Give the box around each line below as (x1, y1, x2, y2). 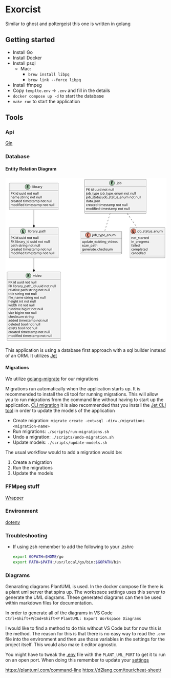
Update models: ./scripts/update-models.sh (12, 439, 108, 445)
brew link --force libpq (28, 77, 81, 83)
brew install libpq (28, 72, 70, 77)
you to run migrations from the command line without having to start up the (5, 397, 164, 403)
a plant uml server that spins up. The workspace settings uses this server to (5, 589, 165, 595)
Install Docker (12, 54, 42, 61)
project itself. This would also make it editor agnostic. (5, 642, 118, 648)
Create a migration (12, 459, 52, 465)
